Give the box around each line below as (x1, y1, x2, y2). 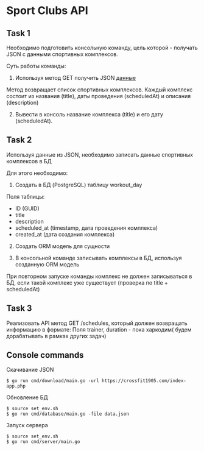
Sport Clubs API (6, 4, 88, 18)
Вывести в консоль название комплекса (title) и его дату (15, 111, 163, 118)
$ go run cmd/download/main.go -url (6, 378, 99, 384)
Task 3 (6, 303, 32, 314)
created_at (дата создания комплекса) (15, 230, 115, 238)
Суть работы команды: (6, 62, 66, 69)
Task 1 (6, 28, 30, 38)
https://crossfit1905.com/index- (101, 378, 187, 384)
